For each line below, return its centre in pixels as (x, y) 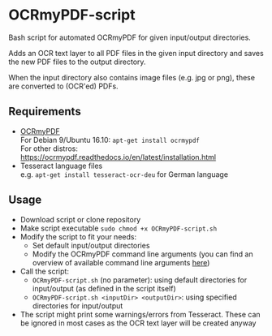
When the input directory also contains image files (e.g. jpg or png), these (132, 77)
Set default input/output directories (91, 245)
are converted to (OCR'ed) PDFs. (64, 86)
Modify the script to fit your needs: (78, 236)
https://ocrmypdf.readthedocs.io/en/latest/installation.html (118, 157)
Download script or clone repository (80, 219)
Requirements (45, 112)
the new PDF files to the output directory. (77, 62)
